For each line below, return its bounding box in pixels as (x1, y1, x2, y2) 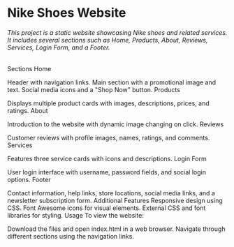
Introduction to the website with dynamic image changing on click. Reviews (7, 120, 224, 128)
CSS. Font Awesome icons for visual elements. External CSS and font (7, 204, 206, 212)
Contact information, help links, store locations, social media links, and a (7, 189, 215, 197)
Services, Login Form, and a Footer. (7, 43, 110, 52)
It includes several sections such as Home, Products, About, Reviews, (7, 36, 208, 44)
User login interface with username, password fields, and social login (7, 168, 206, 177)
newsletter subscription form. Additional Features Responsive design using (7, 197, 224, 205)
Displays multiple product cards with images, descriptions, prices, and (7, 99, 210, 107)
